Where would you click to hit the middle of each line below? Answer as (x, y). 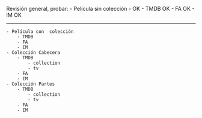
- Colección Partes (31, 84)
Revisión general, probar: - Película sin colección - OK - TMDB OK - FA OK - (100, 9)
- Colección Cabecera (33, 53)
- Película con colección (40, 32)
